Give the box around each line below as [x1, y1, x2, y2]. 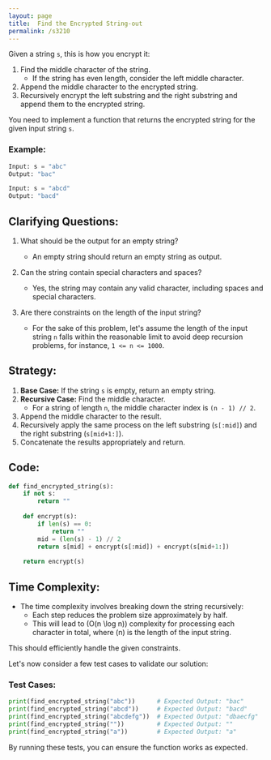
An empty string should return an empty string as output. [32, 251, 222, 261]
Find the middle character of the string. [19, 65, 151, 75]
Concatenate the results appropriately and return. [19, 437, 186, 447]
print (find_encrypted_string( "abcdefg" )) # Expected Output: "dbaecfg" [8, 713, 259, 721]
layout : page [8, 11, 53, 20]
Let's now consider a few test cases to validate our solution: [8, 659, 209, 669]
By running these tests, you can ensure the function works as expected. [8, 742, 248, 752]
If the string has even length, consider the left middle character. [32, 74, 244, 84]
